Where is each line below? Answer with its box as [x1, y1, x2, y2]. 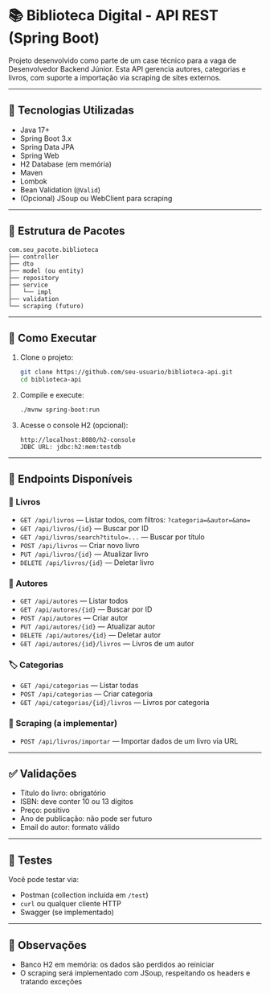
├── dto [8, 259, 35, 268]
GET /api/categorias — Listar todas [19, 681, 139, 691]
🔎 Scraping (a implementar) [8, 718, 118, 729]
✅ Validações [8, 766, 77, 781]
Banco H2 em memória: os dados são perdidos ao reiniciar [19, 959, 215, 970]
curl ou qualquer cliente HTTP [19, 899, 122, 909]
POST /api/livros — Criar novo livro [19, 540, 140, 550]
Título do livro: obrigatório [19, 788, 107, 798]
